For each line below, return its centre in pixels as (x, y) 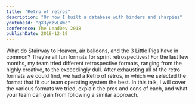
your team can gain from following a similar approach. (72, 95)
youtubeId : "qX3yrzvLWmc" (38, 23)
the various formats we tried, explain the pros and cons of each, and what (97, 89)
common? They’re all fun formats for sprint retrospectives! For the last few (97, 57)
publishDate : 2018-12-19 (37, 34)
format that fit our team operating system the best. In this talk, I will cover (96, 82)
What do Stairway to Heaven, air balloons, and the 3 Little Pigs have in (92, 51)
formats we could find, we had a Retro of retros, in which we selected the (96, 76)
